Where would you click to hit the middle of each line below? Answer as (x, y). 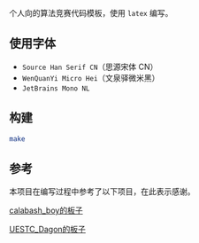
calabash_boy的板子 (46, 210)
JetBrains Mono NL (56, 88)
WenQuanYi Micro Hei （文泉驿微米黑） (91, 77)
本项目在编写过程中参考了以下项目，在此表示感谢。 (102, 192)
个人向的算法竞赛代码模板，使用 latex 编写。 (91, 13)
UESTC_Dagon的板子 (48, 230)
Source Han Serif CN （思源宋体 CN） (90, 67)
